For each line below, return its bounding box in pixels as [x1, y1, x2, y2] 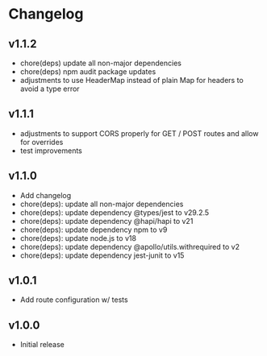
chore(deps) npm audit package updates [19, 67, 156, 77]
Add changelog [19, 190, 72, 200]
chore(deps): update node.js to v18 [19, 233, 137, 242]
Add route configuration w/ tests [19, 295, 128, 304]
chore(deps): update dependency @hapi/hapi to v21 [19, 216, 194, 226]
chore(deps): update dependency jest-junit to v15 [19, 250, 185, 260]
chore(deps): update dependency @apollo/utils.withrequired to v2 [19, 242, 240, 251]
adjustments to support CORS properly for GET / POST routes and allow [19, 128, 259, 138]
